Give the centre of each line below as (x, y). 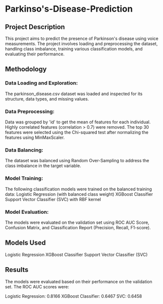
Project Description (35, 27)
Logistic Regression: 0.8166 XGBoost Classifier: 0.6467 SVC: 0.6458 (73, 296)
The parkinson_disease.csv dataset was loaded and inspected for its (74, 94)
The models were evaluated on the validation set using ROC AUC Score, (77, 222)
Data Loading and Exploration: (41, 83)
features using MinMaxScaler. (35, 137)
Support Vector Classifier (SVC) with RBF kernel (53, 199)
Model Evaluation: (27, 212)
